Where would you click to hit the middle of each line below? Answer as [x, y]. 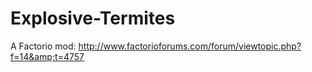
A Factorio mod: [43, 46]
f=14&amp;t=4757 [47, 56]
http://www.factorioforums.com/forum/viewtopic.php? [190, 46]
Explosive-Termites [93, 18]
